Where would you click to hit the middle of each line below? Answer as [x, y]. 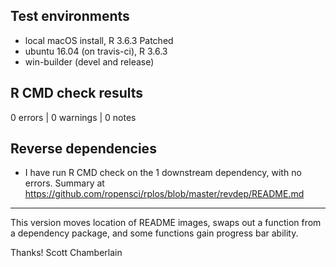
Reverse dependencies [83, 149]
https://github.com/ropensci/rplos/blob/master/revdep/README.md [164, 194]
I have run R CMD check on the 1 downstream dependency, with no [163, 173]
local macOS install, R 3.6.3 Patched [99, 40]
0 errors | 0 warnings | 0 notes [73, 117]
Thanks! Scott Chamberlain [66, 253]
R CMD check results [77, 93]
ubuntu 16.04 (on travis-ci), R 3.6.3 [96, 51]
